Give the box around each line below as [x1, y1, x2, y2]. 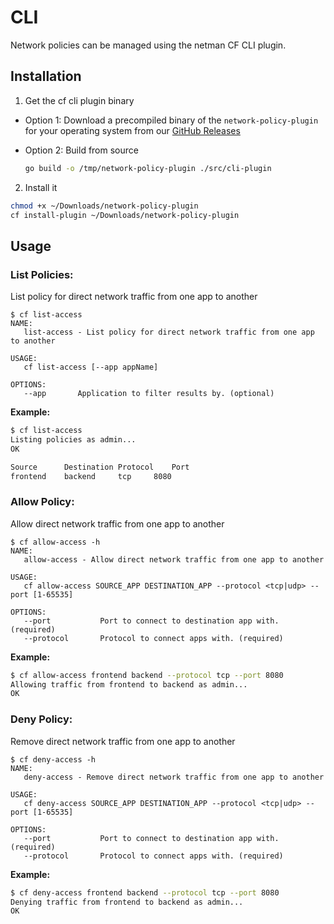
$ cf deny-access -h [10, 754, 97, 765]
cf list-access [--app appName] [23, 362, 159, 373]
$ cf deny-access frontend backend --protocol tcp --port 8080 [10, 887, 280, 898]
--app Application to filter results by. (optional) [23, 389, 275, 399]
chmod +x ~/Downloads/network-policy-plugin [10, 201, 199, 211]
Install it [24, 181, 58, 193]
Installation [10, 68, 82, 85]
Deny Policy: [10, 712, 73, 726]
